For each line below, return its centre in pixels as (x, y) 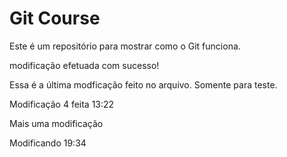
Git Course (55, 18)
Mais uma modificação (56, 123)
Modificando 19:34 (48, 143)
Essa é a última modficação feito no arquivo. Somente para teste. (143, 84)
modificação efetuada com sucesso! (84, 65)
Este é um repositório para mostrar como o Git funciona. (125, 46)
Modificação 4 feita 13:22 (62, 104)
